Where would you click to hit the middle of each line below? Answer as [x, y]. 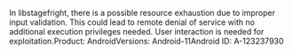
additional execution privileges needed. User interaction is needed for [137, 31]
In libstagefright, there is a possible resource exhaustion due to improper [142, 13]
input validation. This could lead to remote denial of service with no [132, 22]
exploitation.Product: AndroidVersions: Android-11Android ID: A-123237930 [146, 41]
